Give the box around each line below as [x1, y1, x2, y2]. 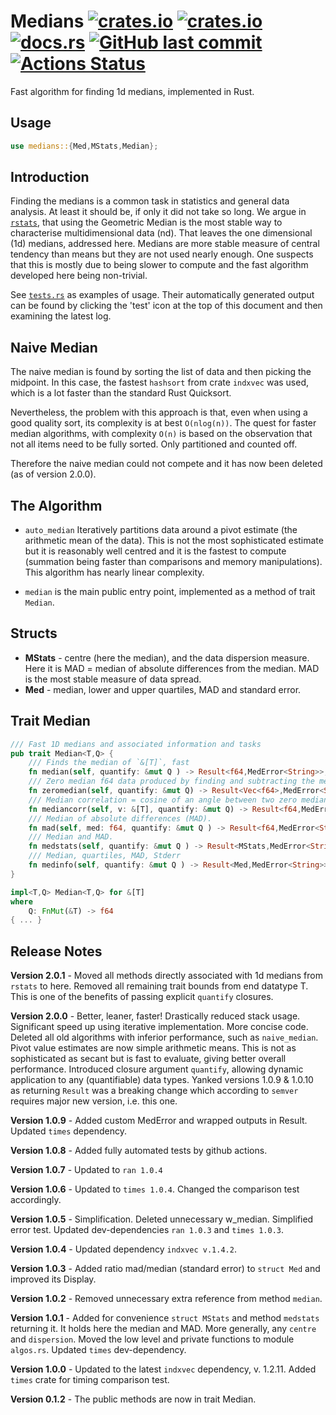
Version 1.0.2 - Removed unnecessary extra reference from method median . [10, 1293, 323, 1305]
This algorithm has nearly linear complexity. [24, 566, 205, 579]
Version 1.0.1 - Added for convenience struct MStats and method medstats [10, 1312, 320, 1324]
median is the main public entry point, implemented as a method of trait [24, 586, 316, 598]
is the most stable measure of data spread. [24, 673, 202, 685]
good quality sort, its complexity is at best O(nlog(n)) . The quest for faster [10, 417, 317, 429]
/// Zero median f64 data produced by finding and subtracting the [28, 776, 315, 787]
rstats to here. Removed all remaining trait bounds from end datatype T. [10, 980, 309, 992]
